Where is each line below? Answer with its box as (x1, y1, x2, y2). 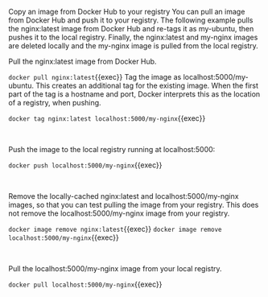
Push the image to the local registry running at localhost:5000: (8, 145, 216, 154)
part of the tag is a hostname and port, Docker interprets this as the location (8, 89, 261, 99)
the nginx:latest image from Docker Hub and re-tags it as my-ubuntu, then (8, 24, 254, 33)
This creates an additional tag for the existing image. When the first (35, 80, 259, 90)
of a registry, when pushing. (8, 98, 102, 107)
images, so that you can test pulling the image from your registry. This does (8, 200, 259, 209)
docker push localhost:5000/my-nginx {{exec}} (8, 160, 163, 170)
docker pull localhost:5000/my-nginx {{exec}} (8, 279, 163, 289)
